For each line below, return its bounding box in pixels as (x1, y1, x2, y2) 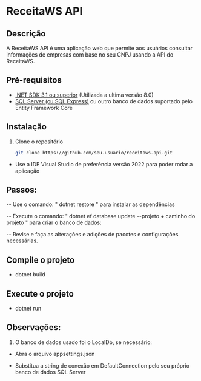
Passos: (6, 184, 38, 195)
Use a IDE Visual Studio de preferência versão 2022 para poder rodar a (15, 160, 193, 168)
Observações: (6, 322, 61, 332)
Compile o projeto (6, 255, 75, 265)
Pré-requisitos (6, 75, 62, 86)
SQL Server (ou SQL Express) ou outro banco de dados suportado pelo (15, 97, 193, 105)
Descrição (6, 29, 46, 39)
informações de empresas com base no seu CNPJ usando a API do (6, 51, 174, 58)
